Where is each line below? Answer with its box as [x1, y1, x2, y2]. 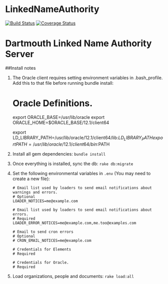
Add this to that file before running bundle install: [12, 80, 114, 86]
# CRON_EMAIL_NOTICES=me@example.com [12, 238, 92, 243]
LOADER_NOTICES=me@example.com [12, 198, 78, 204]
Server [5, 49, 34, 60]
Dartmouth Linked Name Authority [5, 38, 152, 49]
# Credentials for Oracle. [12, 260, 69, 265]
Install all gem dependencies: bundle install [12, 151, 106, 157]
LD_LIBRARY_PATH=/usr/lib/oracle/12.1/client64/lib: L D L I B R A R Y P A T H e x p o [12, 134, 163, 141]
